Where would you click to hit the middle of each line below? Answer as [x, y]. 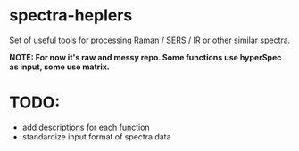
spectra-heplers [71, 16]
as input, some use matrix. [59, 67]
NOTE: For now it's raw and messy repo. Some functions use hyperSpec [145, 57]
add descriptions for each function [86, 127]
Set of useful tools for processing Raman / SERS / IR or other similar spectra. [150, 40]
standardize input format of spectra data [96, 136]
